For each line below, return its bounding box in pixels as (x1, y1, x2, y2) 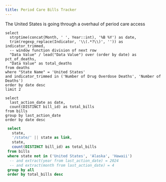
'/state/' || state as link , (11, 135, 72, 140)
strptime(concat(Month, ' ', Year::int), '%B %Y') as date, (9, 35, 137, 40)
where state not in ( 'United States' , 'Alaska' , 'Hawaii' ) (7, 153, 133, 159)
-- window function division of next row (9, 48, 97, 53)
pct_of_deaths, (5, 57, 37, 61)
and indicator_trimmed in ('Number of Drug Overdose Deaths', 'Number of (5, 74, 162, 79)
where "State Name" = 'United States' (5, 69, 85, 74)
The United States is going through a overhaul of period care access (5, 21, 146, 27)
